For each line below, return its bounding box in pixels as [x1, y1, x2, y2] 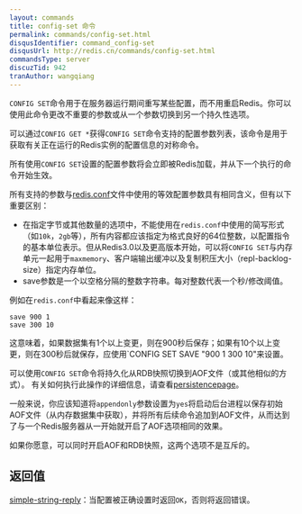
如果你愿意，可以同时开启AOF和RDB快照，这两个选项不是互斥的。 [9, 439, 255, 450]
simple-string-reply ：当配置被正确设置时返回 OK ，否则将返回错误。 [9, 494, 255, 505]
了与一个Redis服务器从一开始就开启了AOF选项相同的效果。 [9, 420, 228, 431]
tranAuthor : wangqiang [9, 72, 95, 81]
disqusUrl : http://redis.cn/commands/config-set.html [9, 47, 216, 56]
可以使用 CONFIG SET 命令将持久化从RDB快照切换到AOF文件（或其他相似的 [9, 367, 279, 378]
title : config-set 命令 [9, 22, 96, 31]
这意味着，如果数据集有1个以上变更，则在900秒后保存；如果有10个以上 [9, 337, 273, 347]
